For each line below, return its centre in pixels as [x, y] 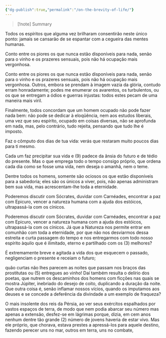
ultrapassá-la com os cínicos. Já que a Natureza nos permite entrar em [78, 227]
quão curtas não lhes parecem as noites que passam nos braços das [76, 267]
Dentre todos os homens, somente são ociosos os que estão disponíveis [79, 176]
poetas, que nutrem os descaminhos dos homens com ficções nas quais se [82, 278]
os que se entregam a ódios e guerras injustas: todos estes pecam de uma [81, 95]
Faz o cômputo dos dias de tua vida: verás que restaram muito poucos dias [82, 141]
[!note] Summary [34, 24]
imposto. [14, 131]
